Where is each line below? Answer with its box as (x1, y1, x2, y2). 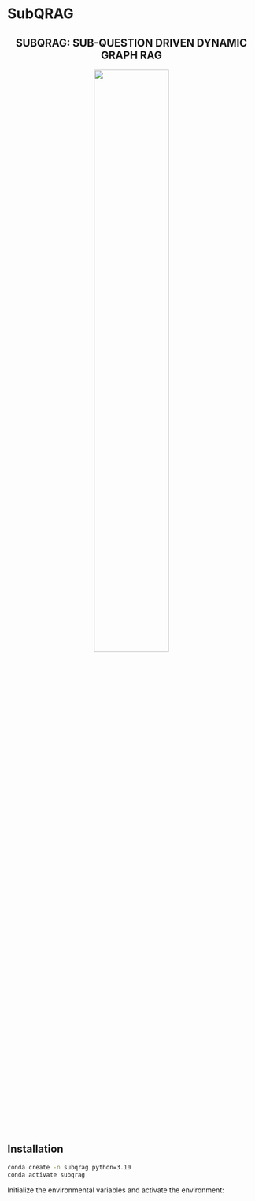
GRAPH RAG (101, 48, 162, 62)
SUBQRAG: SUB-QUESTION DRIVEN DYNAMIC (15, 36, 248, 50)
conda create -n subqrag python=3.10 (7, 1163, 131, 1171)
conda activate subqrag (7, 1170, 86, 1179)
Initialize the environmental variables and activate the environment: (7, 1185, 225, 1195)
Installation (7, 1143, 64, 1156)
